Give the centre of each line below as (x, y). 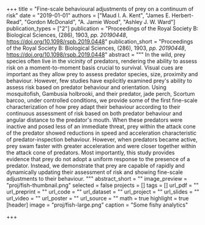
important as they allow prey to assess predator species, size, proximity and (102, 74)
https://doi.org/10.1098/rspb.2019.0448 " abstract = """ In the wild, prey (96, 54)
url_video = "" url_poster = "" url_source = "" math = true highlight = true (98, 198)
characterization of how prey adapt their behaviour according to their (93, 107)
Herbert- (183, 15)
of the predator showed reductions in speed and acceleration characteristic (102, 133)
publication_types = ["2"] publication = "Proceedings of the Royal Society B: (102, 28)
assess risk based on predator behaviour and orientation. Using (87, 87)
